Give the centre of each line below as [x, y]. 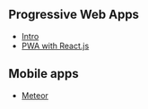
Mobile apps [44, 74]
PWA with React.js [55, 46]
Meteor [35, 95]
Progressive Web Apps [74, 15]
